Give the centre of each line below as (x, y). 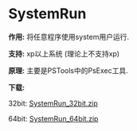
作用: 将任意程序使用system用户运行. (69, 37)
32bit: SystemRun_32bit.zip (53, 103)
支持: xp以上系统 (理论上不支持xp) (64, 53)
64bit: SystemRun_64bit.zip (53, 118)
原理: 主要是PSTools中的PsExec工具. (68, 70)
